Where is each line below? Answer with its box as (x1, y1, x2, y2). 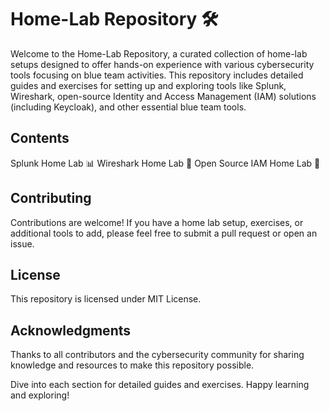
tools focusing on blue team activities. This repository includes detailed (10, 69, 304, 81)
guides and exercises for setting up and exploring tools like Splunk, (10, 79, 287, 91)
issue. (10, 237, 35, 250)
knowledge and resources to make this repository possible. (10, 359, 255, 371)
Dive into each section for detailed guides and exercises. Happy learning (10, 379, 310, 391)
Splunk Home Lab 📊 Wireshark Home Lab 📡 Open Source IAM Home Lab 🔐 (10, 157, 321, 169)
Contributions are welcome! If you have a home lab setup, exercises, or (10, 216, 304, 228)
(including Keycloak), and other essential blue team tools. (10, 101, 247, 113)
